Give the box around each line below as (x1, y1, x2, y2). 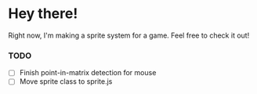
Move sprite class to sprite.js (19, 77, 113, 86)
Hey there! (8, 5, 78, 23)
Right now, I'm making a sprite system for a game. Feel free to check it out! (8, 31, 250, 40)
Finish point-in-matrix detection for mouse (19, 68, 157, 78)
